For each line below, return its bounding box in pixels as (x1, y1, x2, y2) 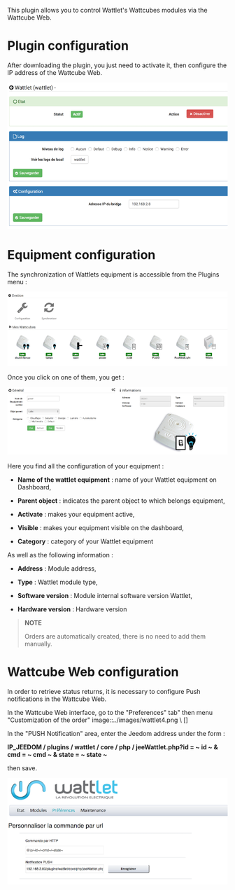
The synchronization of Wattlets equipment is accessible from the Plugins (7, 270, 220, 279)
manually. (24, 640, 52, 648)
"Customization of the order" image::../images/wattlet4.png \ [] (7, 716, 189, 724)
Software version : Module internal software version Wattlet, (17, 592, 193, 600)
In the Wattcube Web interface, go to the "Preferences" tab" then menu (7, 709, 213, 717)
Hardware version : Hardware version (17, 605, 127, 613)
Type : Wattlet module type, (17, 578, 98, 587)
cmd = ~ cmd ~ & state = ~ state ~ (7, 751, 108, 759)
